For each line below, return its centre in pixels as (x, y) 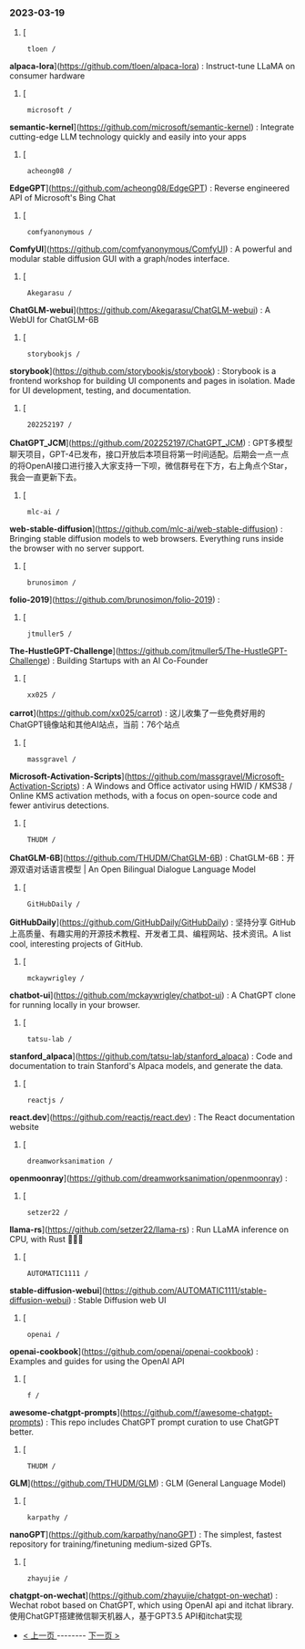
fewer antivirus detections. (59, 805)
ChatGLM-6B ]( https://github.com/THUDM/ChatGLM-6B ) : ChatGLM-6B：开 (152, 858)
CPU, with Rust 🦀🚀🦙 (46, 1239)
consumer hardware (47, 76)
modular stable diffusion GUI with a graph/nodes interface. (120, 259)
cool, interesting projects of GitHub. (76, 944)
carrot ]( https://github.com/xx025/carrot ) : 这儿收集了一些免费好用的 (137, 713)
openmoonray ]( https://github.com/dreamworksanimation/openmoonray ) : (149, 1178)
